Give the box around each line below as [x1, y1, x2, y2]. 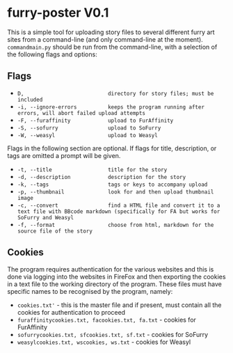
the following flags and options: [7, 50, 97, 58]
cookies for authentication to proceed [17, 308, 126, 316]
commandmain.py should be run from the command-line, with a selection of [7, 42, 218, 51]
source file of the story [17, 228, 93, 235]
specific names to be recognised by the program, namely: [7, 287, 173, 295]
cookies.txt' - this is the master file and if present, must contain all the [17, 301, 222, 309]
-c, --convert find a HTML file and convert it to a [17, 202, 220, 209]
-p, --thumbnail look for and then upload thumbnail [17, 188, 214, 196]
